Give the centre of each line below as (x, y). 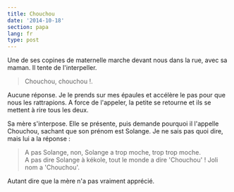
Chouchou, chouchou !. (58, 81)
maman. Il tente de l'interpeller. (52, 68)
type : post (23, 40)
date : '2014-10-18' (36, 20)
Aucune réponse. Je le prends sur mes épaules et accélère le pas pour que (116, 95)
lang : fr (20, 34)
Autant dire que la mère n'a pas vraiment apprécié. (81, 181)
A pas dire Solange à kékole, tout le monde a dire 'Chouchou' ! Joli (121, 160)
